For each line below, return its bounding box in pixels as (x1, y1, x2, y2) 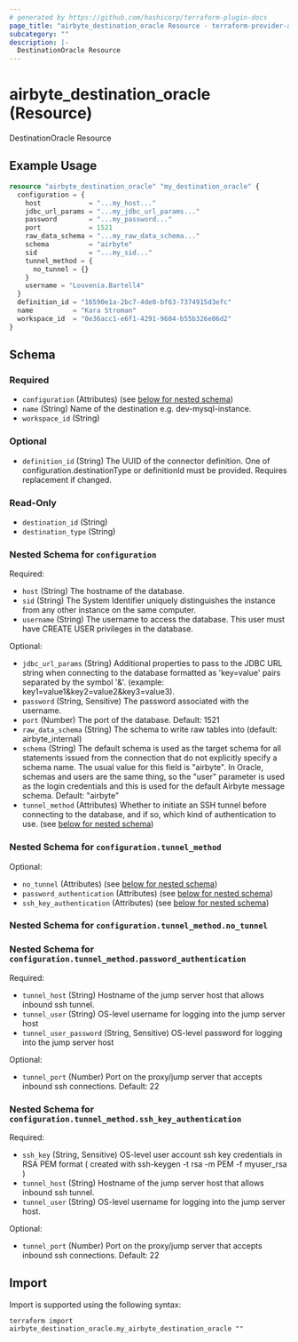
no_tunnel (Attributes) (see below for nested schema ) (21, 878, 218, 889)
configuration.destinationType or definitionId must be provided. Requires (21, 464, 287, 476)
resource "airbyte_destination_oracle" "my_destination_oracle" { (9, 181, 260, 191)
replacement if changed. (21, 474, 113, 485)
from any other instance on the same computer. (21, 605, 197, 615)
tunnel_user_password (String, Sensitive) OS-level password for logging (21, 1027, 283, 1038)
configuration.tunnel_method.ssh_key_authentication (9, 1113, 242, 1124)
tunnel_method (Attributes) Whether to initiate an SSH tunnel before (21, 800, 268, 810)
